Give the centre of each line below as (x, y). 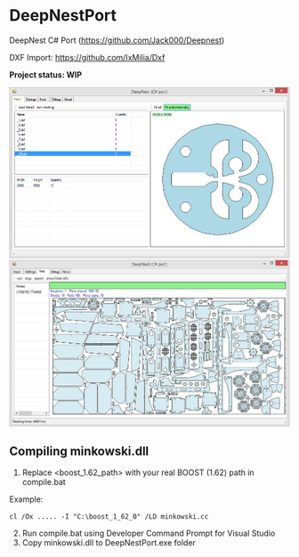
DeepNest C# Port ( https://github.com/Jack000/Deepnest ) (117, 40)
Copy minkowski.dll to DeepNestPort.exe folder (109, 543)
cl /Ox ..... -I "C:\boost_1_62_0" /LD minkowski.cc (109, 517)
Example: (26, 499)
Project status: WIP (46, 74)
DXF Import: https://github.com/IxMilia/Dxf (87, 57)
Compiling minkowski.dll (79, 451)
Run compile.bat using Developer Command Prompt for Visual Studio (149, 533)
